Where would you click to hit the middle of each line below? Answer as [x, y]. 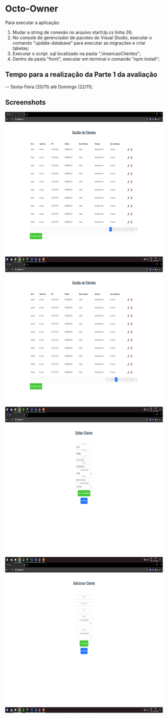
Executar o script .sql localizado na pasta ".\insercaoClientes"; [76, 54]
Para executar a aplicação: [32, 23]
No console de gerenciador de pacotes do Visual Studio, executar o [82, 38]
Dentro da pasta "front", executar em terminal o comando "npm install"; [86, 59]
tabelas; [20, 48]
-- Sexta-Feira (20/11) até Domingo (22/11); [49, 87]
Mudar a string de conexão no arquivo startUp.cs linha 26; [72, 32]
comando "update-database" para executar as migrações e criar [79, 43]
